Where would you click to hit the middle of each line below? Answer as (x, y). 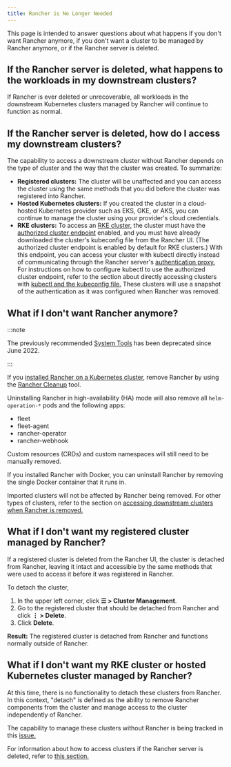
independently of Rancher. (45, 715)
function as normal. (35, 112)
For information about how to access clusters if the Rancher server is (105, 748)
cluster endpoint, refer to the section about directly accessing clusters (117, 277)
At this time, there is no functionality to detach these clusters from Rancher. (114, 692)
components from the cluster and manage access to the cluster (97, 707)
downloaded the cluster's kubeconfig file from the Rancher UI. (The (113, 240)
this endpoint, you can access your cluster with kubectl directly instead (118, 255)
